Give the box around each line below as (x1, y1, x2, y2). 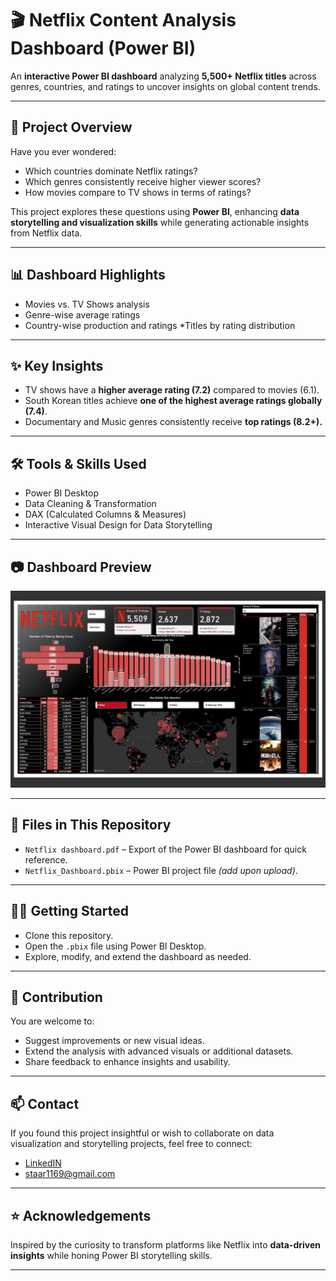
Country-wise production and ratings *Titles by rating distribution (24, 319, 296, 331)
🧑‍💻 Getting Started (10, 903, 129, 920)
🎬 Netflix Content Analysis (10, 9, 237, 32)
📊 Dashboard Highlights (10, 267, 166, 284)
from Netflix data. (10, 227, 83, 239)
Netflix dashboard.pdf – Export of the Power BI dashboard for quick (24, 843, 307, 855)
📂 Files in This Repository (10, 817, 172, 834)
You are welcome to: (10, 1015, 95, 1027)
